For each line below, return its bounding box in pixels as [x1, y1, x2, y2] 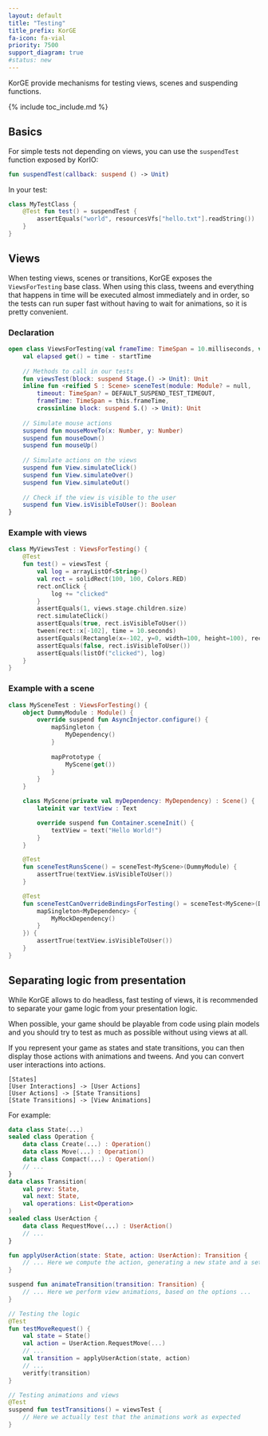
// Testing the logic [8, 1310, 81, 1318]
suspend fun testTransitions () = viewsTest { [8, 1406, 162, 1414]
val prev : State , [22, 1185, 81, 1193]
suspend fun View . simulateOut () [22, 478, 130, 487]
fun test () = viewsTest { [22, 560, 109, 568]
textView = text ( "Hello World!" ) [50, 826, 162, 834]
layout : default [8, 11, 62, 20]
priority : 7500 [8, 42, 59, 49]
